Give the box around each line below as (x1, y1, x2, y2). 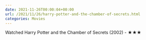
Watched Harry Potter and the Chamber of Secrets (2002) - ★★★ (5, 30, 142, 36)
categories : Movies (5, 16, 46, 21)
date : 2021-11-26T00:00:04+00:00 (5, 7, 74, 12)
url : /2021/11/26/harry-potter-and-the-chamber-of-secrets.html (5, 12, 141, 17)
